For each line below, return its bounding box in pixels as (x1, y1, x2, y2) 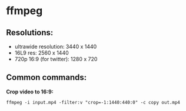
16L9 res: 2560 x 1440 (14, 49, 69, 56)
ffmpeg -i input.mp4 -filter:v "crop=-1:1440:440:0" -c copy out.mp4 (6, 99, 181, 105)
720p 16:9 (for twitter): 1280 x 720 (14, 56, 98, 62)
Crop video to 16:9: (6, 88, 54, 95)
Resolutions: (6, 28, 54, 38)
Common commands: (6, 72, 87, 83)
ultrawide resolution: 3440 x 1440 (14, 43, 97, 50)
